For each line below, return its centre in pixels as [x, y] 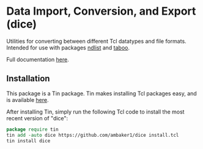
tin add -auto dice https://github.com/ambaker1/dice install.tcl [93, 135]
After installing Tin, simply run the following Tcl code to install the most [95, 112]
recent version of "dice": [37, 118]
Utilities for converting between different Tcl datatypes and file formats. [96, 41]
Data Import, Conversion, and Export [101, 11]
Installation [28, 78]
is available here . [28, 100]
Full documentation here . [38, 59]
